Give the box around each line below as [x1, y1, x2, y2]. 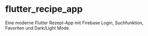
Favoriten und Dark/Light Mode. [5, 25, 71, 31]
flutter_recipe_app [5, 3, 83, 15]
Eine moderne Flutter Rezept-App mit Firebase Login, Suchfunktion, [5, 20, 144, 26]
